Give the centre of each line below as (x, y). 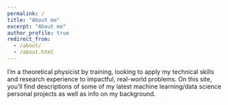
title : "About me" (34, 20)
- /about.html (34, 52)
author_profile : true (38, 33)
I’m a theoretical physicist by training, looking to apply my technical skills (111, 71)
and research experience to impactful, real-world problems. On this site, (110, 79)
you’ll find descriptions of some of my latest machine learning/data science (114, 86)
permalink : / (26, 13)
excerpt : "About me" (37, 26)
